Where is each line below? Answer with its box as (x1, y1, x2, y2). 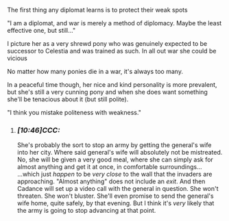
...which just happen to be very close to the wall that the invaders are (16, 170, 213, 179)
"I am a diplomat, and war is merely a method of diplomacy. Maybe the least (7, 19, 222, 27)
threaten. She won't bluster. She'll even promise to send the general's (16, 192, 214, 200)
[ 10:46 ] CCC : (16, 125, 60, 135)
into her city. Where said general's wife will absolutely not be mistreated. (16, 148, 223, 157)
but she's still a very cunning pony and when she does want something (7, 88, 208, 96)
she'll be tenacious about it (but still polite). (7, 95, 129, 103)
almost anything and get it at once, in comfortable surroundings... (16, 163, 202, 171)
